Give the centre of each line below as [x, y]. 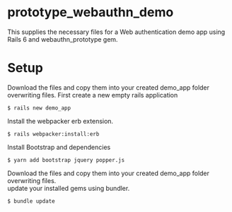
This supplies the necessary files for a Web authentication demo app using [116, 32]
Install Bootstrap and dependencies [59, 147]
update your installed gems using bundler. [69, 188]
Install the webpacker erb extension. [60, 121]
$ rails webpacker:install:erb [53, 134]
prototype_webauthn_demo [91, 12]
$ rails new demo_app [39, 108]
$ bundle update [31, 201]
